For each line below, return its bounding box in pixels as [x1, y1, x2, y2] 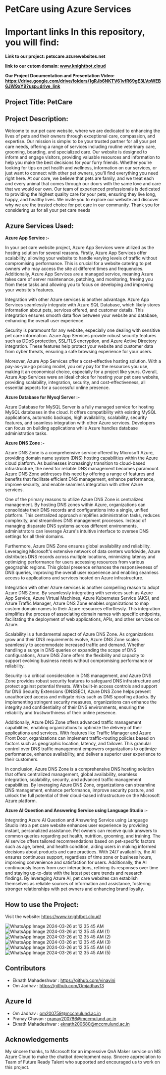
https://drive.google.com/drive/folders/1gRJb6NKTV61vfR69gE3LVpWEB [5, 78, 161, 84]
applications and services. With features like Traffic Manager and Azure [5, 730, 152, 736]
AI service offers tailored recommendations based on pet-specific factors [5, 838, 155, 844]
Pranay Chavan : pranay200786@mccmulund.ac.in [12, 1015, 116, 1022]
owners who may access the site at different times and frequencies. [5, 266, 144, 272]
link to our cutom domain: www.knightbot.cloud [5, 63, 106, 69]
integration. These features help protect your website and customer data [5, 343, 154, 349]
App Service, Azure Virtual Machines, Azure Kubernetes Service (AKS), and [5, 595, 160, 601]
